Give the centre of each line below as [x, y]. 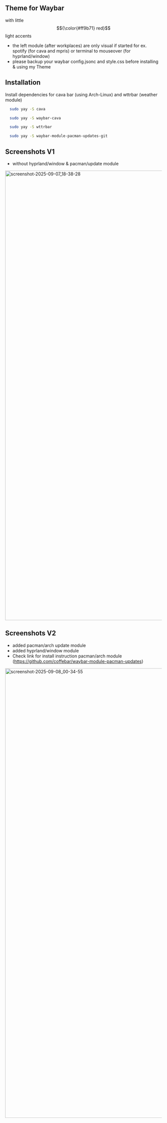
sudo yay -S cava [28, 109]
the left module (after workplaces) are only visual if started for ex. [80, 45]
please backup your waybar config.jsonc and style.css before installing [85, 61]
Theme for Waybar [35, 8]
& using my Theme [32, 66]
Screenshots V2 [31, 633]
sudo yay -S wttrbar [31, 127]
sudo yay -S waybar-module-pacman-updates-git [59, 136]
